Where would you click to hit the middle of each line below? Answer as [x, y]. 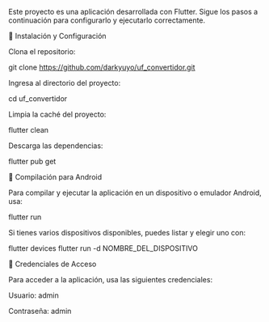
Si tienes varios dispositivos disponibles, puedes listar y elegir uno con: [127, 233]
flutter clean [29, 130]
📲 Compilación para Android [55, 177]
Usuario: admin [34, 295]
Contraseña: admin [40, 311]
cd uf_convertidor [38, 99]
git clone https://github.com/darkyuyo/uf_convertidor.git [102, 67]
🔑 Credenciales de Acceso [53, 264]
